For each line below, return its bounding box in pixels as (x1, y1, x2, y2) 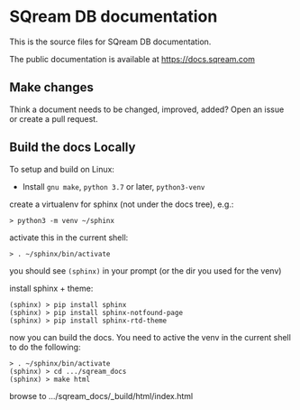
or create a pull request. (9, 113, 98, 124)
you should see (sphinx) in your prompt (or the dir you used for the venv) (9, 265, 282, 276)
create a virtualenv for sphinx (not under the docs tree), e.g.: (9, 199, 234, 210)
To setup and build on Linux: (9, 163, 115, 174)
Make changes (9, 79, 95, 96)
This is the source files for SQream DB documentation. (9, 36, 212, 47)
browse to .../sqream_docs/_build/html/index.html (9, 390, 194, 401)
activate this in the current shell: (9, 232, 129, 243)
